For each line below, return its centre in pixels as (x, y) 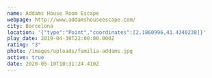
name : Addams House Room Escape (53, 13)
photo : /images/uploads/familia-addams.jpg (70, 52)
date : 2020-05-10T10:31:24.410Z (53, 64)
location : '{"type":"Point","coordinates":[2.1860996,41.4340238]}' (107, 32)
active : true (26, 58)
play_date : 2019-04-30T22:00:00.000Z (61, 39)
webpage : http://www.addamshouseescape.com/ (71, 20)
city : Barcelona (30, 26)
